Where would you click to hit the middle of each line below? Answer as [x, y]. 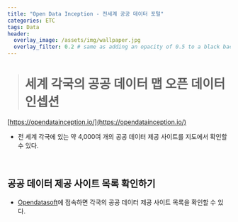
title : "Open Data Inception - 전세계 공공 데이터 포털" [86, 14]
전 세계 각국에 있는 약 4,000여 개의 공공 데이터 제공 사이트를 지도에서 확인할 [123, 136]
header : [19, 34]
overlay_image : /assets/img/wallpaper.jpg [77, 40]
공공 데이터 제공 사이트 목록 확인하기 [81, 184]
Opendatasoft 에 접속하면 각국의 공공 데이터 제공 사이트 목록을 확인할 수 [117, 202]
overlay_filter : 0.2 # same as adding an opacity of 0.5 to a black [117, 47]
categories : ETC [31, 21]
